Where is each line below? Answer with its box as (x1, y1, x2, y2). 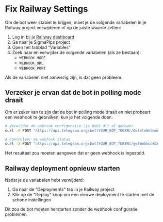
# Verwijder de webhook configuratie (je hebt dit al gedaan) (5, 123, 133, 128)
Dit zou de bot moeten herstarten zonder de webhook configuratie (5, 206, 138, 212)
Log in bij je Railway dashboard (12, 34, 75, 40)
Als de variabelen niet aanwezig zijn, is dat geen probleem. (5, 74, 123, 80)
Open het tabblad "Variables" (12, 44, 71, 50)
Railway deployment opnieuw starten (5, 164, 120, 172)
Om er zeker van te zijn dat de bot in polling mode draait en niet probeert (5, 109, 150, 115)
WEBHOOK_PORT (19, 66, 46, 71)
